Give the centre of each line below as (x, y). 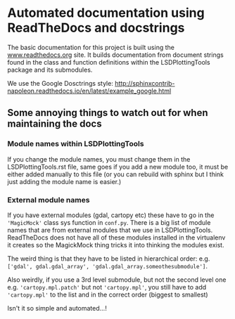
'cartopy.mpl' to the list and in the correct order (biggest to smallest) (108, 294)
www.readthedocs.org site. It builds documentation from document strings (115, 55)
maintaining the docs (55, 124)
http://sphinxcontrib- (145, 83)
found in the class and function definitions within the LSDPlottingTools (109, 62)
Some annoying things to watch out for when (108, 113)
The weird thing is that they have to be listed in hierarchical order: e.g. (109, 259)
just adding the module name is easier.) (64, 181)
